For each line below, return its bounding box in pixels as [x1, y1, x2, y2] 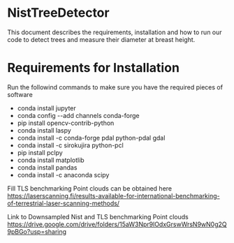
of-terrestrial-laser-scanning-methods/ [7, 199, 120, 207]
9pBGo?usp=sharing [7, 227, 67, 235]
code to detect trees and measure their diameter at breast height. [7, 35, 196, 43]
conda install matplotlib [17, 156, 85, 164]
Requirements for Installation [7, 60, 180, 76]
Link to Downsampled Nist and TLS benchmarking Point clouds [7, 212, 189, 221]
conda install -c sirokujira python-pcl [17, 141, 124, 149]
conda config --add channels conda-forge [17, 111, 140, 119]
